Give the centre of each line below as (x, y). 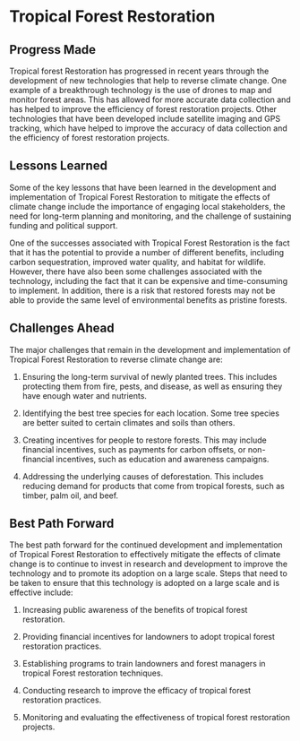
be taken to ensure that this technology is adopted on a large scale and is (145, 583)
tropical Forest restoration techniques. (93, 673)
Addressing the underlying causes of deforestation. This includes (143, 476)
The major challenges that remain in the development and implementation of (150, 349)
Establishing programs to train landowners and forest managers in (144, 664)
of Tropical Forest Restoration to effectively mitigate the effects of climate (145, 555)
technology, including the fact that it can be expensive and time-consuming (149, 280)
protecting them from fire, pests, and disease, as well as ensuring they (152, 386)
